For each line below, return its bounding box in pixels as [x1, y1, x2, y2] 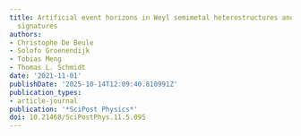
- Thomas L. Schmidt [9, 64, 87, 72]
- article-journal [9, 96, 78, 106]
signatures [17, 21, 58, 30]
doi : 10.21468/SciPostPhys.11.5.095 [9, 113, 146, 122]
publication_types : [9, 88, 82, 97]
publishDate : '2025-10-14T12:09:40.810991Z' [9, 80, 178, 89]
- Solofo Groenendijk [9, 47, 90, 55]
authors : [9, 30, 42, 38]
